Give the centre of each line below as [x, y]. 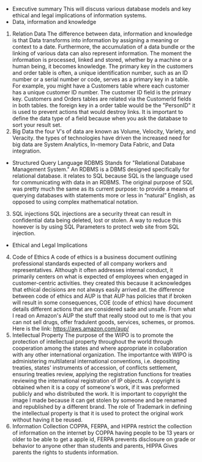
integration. [27, 151]
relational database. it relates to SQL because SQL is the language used [102, 176]
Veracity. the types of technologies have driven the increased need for [101, 138]
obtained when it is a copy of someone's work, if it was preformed [95, 387]
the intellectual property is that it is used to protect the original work [98, 413]
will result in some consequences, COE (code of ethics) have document [102, 302]
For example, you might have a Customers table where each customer [101, 86]
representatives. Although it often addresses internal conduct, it [92, 270]
